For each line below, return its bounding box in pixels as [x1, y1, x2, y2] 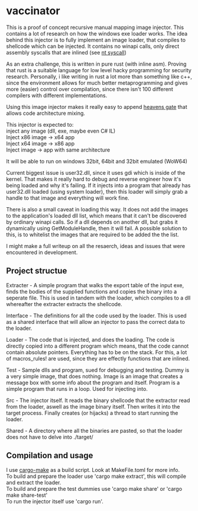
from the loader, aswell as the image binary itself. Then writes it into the [6, 403, 180, 410]
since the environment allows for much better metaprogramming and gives [6, 79, 188, 86]
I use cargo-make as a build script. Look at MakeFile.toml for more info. [6, 466, 180, 473]
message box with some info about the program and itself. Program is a [6, 379, 180, 386]
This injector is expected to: [6, 121, 74, 128]
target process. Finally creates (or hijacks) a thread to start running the [6, 409, 178, 416]
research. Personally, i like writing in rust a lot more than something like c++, [6, 73, 192, 80]
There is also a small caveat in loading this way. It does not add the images [6, 205, 189, 213]
